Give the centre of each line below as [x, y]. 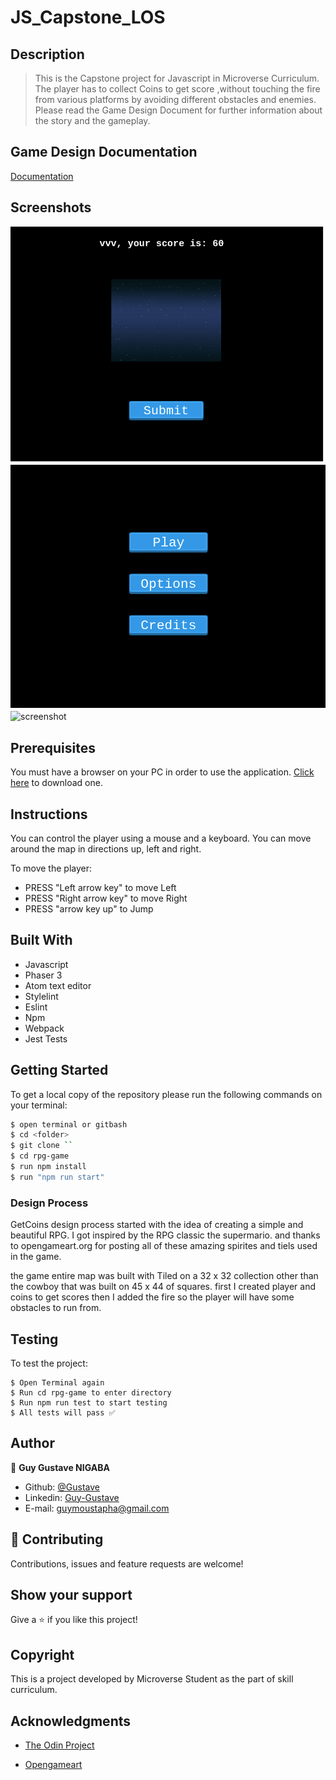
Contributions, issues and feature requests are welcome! [127, 1563]
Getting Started [59, 1070]
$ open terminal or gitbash [69, 1124]
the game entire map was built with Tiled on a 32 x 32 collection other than [164, 1276]
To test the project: [49, 1363]
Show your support [71, 1594]
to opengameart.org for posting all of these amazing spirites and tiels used [164, 1246]
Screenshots [51, 207]
